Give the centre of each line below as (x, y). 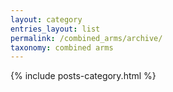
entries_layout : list (55, 29)
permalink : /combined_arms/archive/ (86, 38)
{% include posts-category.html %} (83, 76)
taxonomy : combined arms (62, 47)
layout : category (46, 19)
